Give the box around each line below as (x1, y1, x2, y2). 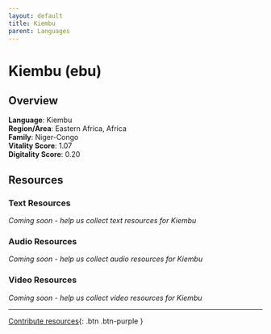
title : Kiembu (8, 19, 56, 27)
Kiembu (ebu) (8, 61, 102, 80)
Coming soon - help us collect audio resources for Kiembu (8, 254, 203, 264)
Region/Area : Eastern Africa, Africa (8, 124, 127, 133)
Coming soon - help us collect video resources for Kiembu (8, 293, 202, 302)
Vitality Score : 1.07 (8, 141, 73, 150)
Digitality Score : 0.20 (8, 150, 81, 159)
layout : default (8, 11, 63, 20)
